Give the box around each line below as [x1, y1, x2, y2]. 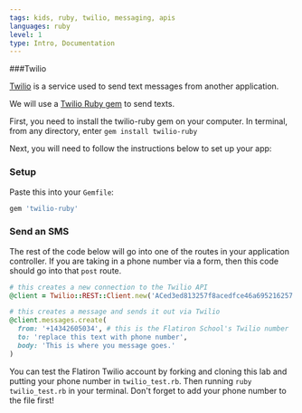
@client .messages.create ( [9, 316, 107, 325]
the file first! [9, 395, 54, 406]
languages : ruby [9, 22, 71, 31]
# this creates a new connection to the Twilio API [9, 283, 208, 292]
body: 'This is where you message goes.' [17, 341, 176, 350]
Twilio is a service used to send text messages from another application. [9, 81, 279, 91]
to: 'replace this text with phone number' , [17, 332, 188, 342]
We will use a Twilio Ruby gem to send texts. [9, 99, 175, 110]
